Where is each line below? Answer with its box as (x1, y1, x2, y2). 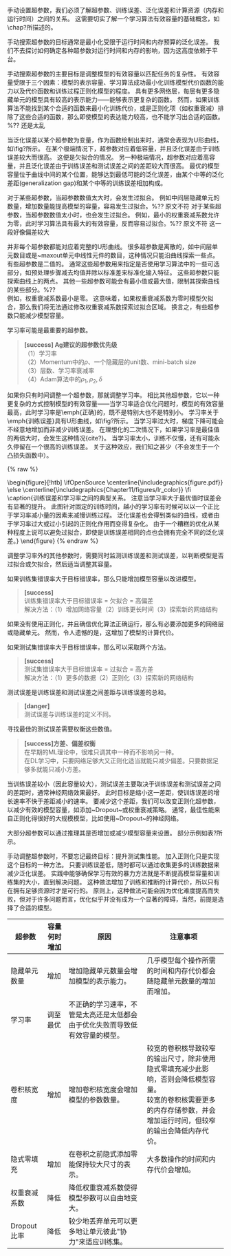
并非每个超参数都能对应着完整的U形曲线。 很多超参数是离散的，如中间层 (7, 243, 212, 251)
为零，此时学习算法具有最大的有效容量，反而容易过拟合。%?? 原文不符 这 (7, 220, 215, 227)
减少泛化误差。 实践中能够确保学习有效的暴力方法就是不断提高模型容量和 (7, 869, 214, 877)
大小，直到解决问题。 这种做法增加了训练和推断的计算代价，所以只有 (25, 877, 220, 886)
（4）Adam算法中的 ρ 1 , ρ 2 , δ (23, 375, 103, 385)
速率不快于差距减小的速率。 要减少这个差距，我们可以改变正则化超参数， (12, 797, 220, 805)
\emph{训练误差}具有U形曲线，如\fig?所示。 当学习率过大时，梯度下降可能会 (7, 416, 224, 425)
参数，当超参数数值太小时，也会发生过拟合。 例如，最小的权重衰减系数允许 (7, 211, 220, 219)
